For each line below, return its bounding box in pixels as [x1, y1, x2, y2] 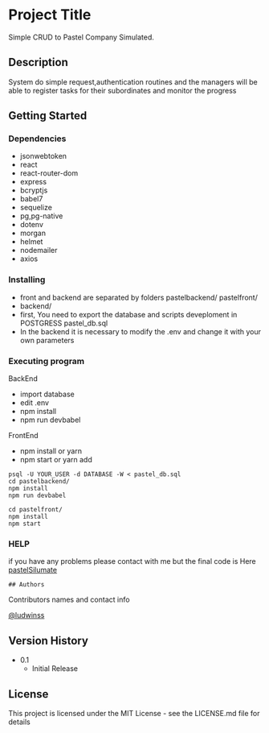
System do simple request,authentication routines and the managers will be [8, 77, 259, 86]
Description [8, 56, 68, 69]
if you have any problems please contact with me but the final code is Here [8, 557, 257, 566]
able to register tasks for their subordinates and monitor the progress [8, 85, 237, 95]
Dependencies [8, 133, 67, 144]
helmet [19, 237, 43, 246]
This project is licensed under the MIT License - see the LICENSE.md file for [8, 708, 260, 718]
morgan [19, 228, 47, 238]
